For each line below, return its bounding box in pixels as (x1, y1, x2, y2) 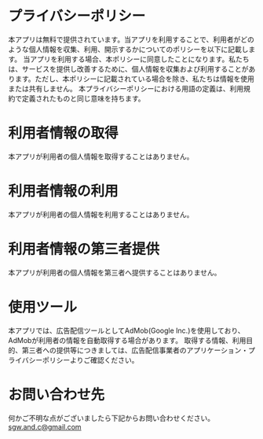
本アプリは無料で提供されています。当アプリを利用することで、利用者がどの (8, 35, 255, 44)
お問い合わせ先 (8, 386, 105, 404)
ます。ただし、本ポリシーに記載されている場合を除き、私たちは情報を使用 (14, 74, 255, 83)
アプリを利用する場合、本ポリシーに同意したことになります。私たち (30, 54, 250, 64)
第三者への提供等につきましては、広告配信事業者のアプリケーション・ (21, 345, 249, 355)
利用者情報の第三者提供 (8, 241, 160, 258)
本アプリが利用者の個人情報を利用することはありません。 (8, 209, 194, 219)
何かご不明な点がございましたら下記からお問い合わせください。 (8, 413, 214, 422)
